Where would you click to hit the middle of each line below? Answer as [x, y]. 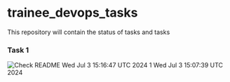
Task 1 [18, 50]
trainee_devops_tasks [73, 13]
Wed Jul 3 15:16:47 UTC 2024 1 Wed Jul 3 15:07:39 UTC [142, 65]
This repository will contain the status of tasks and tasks [89, 32]
